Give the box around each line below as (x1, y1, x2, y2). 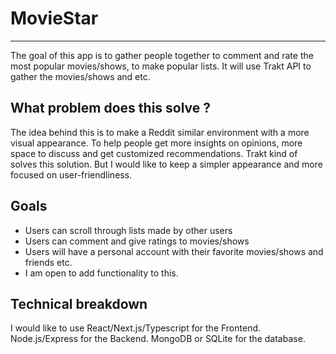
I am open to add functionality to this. (24, 267, 179, 279)
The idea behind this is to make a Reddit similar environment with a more (10, 126, 310, 138)
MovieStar (10, 7, 99, 30)
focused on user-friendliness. (10, 168, 133, 181)
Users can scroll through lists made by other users (24, 224, 233, 236)
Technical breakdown (10, 295, 148, 312)
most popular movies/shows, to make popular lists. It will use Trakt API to (10, 60, 312, 72)
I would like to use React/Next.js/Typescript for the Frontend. (10, 322, 262, 334)
